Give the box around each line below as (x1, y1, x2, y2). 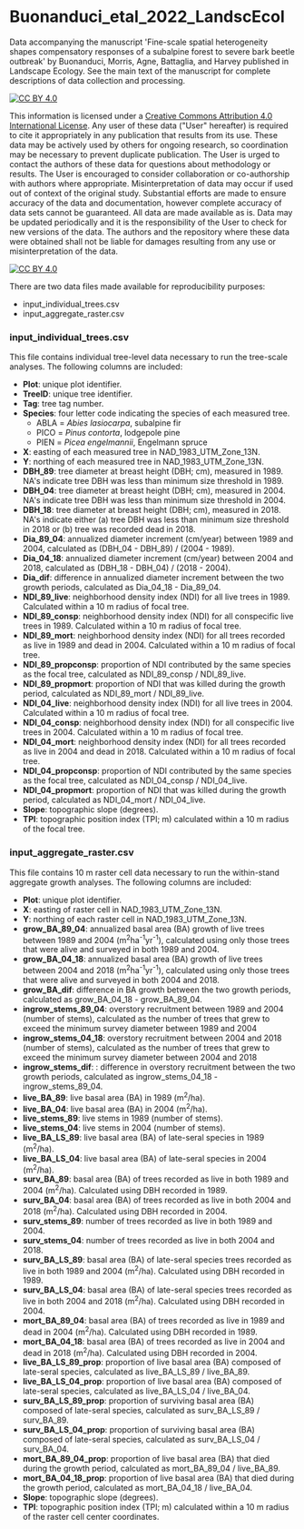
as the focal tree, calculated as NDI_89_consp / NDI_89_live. (22, 669, 247, 679)
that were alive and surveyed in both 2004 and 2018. (22, 974, 221, 985)
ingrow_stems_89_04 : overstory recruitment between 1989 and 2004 (22, 1003, 284, 1014)
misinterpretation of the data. (9, 246, 119, 257)
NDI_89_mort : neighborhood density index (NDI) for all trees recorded (22, 630, 286, 641)
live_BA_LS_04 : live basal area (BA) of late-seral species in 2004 (22, 1152, 268, 1163)
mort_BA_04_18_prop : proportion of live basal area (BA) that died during (22, 1473, 295, 1484)
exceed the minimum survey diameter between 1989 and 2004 (22, 1022, 258, 1033)
